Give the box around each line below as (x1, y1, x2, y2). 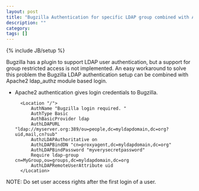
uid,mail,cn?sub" (14, 132, 58, 138)
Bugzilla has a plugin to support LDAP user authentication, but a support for (6, 59, 191, 66)
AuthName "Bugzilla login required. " (30, 106, 127, 112)
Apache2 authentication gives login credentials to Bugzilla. (14, 89, 158, 96)
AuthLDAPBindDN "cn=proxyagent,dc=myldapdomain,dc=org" (30, 142, 172, 148)
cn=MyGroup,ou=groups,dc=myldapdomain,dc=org (14, 158, 129, 164)
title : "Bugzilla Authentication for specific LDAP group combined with (6, 14, 190, 20)
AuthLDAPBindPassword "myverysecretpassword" (30, 147, 145, 153)
